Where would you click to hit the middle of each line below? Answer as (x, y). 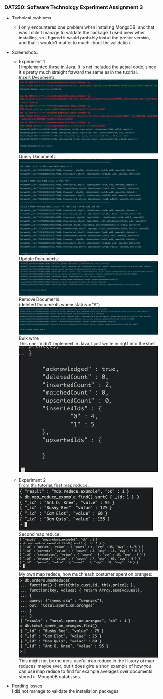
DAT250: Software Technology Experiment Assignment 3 (74, 7)
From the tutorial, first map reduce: (54, 485)
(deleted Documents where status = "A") (59, 304)
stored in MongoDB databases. (50, 677)
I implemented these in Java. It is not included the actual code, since (88, 67)
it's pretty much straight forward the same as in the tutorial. (78, 72)
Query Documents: (38, 156)
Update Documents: (39, 259)
